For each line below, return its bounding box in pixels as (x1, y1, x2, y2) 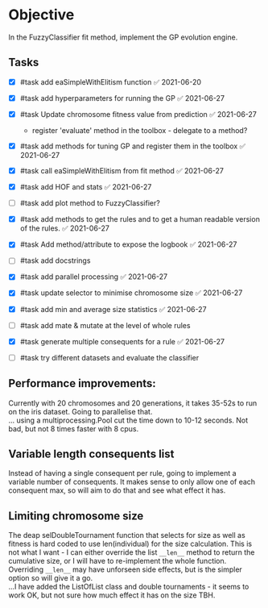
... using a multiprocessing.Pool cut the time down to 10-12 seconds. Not (8, 415, 249, 425)
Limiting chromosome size (8, 509, 144, 523)
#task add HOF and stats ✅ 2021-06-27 (19, 182, 152, 192)
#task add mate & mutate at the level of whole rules (19, 320, 191, 330)
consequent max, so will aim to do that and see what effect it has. (8, 485, 226, 495)
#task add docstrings (19, 256, 91, 265)
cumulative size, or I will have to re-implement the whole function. (8, 556, 227, 566)
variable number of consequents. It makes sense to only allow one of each (8, 477, 256, 487)
